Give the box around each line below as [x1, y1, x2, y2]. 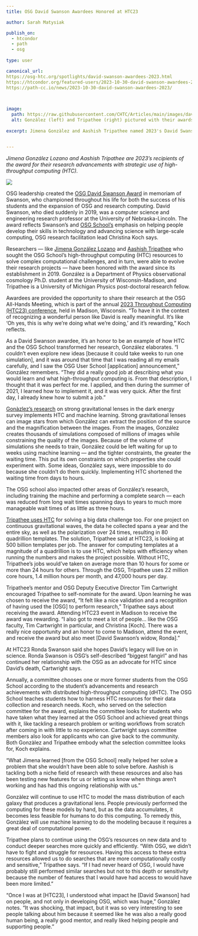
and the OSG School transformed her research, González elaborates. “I [6, 344, 179, 351]
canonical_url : [6, 68, 44, 74]
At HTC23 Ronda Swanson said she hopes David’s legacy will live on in [6, 646, 178, 653]
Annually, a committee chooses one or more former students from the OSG [6, 676, 189, 683]
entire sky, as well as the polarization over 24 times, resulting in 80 [6, 529, 168, 536]
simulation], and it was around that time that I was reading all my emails [6, 356, 180, 363]
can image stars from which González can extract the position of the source [6, 417, 190, 425]
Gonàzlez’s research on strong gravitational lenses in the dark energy [6, 405, 175, 412]
